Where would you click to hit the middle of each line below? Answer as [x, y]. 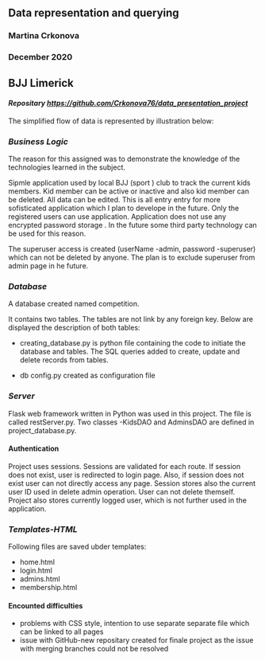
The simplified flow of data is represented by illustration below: [111, 121]
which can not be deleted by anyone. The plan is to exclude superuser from [132, 257]
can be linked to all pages [61, 632]
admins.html [40, 579]
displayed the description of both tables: [74, 328]
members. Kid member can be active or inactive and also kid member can [129, 191]
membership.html [48, 588]
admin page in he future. [48, 266]
